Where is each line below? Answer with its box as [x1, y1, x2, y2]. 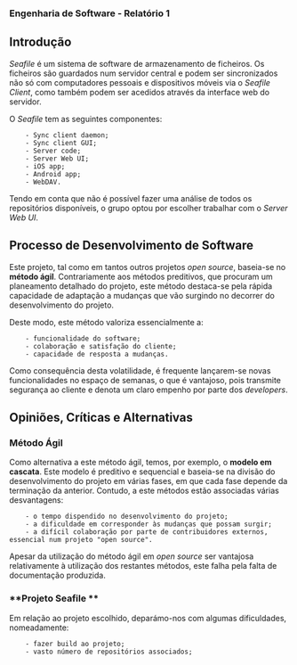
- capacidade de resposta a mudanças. [25, 349, 169, 358]
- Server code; [25, 146, 82, 155]
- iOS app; [25, 161, 66, 171]
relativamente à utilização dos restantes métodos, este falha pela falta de [9, 561, 277, 571]
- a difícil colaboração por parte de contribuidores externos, [25, 528, 269, 537]
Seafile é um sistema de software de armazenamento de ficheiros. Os [9, 58, 265, 69]
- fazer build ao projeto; [25, 639, 125, 648]
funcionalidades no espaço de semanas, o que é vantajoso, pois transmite [9, 374, 282, 385]
